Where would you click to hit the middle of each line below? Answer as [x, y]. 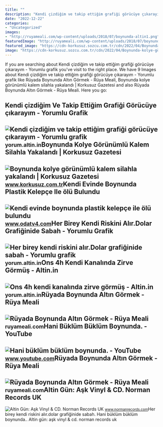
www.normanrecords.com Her [130, 409]
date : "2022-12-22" [25, 19]
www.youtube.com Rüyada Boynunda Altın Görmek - [81, 358]
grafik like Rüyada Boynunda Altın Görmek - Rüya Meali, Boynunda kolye [78, 80]
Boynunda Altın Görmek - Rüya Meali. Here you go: [56, 90]
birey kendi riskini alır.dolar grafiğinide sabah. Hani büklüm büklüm [72, 414]
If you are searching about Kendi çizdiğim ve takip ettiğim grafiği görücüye [80, 64]
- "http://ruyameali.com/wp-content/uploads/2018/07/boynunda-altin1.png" [82, 37]
